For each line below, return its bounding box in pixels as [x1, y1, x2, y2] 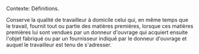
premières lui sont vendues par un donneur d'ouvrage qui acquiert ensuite [6, 29, 188, 36]
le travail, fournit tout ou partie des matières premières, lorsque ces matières [6, 23, 194, 29]
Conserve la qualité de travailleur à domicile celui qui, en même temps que [6, 16, 189, 23]
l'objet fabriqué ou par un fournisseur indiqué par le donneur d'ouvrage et [6, 35, 187, 42]
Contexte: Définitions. [6, 5, 59, 12]
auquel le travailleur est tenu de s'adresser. [6, 41, 112, 48]
